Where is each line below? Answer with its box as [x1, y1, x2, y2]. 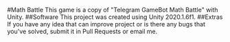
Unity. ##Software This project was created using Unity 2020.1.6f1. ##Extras [7, 13, 223, 21]
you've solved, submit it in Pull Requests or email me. [7, 27, 158, 35]
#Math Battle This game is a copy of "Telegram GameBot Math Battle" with [7, 6, 218, 14]
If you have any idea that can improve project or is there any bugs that [7, 20, 206, 28]
